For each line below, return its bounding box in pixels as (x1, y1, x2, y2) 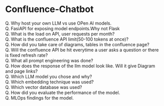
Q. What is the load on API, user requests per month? (5, 31, 115, 37)
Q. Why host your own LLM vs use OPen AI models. (5, 20, 112, 26)
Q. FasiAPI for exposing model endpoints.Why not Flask (5, 25, 120, 31)
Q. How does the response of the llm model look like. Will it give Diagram (5, 63, 155, 69)
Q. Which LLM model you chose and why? (5, 73, 92, 79)
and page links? (5, 68, 38, 74)
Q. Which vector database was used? (5, 84, 82, 90)
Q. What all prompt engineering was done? (5, 57, 94, 63)
